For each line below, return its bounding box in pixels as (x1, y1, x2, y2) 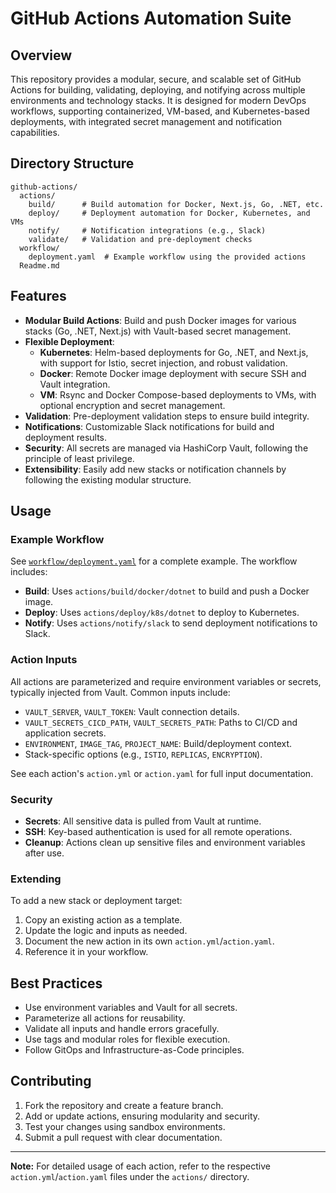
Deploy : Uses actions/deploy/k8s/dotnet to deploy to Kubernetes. (24, 607, 300, 619)
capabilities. (10, 127, 60, 138)
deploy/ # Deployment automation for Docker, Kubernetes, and (28, 208, 311, 218)
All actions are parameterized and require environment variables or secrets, (10, 675, 322, 687)
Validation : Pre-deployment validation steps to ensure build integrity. (24, 410, 310, 422)
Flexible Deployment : (24, 335, 115, 347)
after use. (24, 847, 65, 859)
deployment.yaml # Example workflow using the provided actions (28, 252, 307, 262)
